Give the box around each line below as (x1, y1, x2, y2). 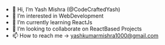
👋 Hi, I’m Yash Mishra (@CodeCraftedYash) (12, 6, 121, 13)
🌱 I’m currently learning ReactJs (12, 19, 93, 26)
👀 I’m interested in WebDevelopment (12, 12, 104, 19)
